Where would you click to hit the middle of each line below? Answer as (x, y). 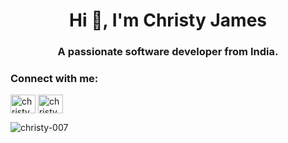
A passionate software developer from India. (168, 52)
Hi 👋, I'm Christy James (168, 20)
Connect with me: (54, 79)
